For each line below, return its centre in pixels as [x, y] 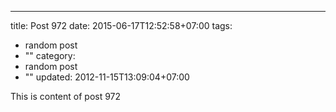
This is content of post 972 [66, 96]
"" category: [50, 55]
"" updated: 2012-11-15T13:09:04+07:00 [107, 77]
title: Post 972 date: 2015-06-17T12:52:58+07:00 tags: [121, 25]
